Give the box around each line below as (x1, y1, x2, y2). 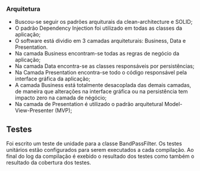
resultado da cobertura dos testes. (6, 159, 91, 166)
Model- (164, 101, 183, 108)
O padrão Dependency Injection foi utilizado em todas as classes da (14, 24, 183, 32)
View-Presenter (14, 107, 54, 114)
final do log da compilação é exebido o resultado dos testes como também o (6, 153, 195, 160)
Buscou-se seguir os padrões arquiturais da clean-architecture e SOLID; (14, 18, 193, 26)
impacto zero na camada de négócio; (14, 94, 107, 101)
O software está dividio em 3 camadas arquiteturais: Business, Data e (14, 38, 186, 45)
